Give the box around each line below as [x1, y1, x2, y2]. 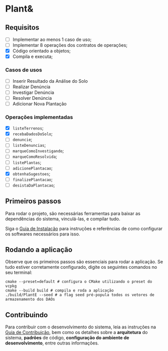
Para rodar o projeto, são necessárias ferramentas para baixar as [5, 210, 141, 216]
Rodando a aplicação [5, 246, 73, 254]
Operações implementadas [5, 113, 73, 121]
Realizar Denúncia [12, 84, 50, 90]
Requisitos [5, 23, 39, 32]
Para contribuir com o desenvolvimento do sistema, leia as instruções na [5, 324, 156, 330]
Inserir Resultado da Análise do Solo [12, 78, 88, 84]
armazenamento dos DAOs [5, 297, 55, 302]
